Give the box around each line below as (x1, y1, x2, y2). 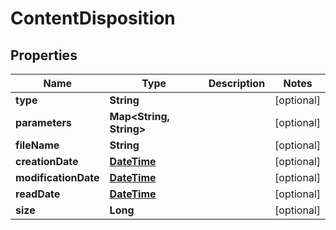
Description (208, 77, 266, 90)
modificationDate (15, 171, 100, 184)
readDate (15, 187, 61, 201)
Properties (10, 47, 78, 64)
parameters (15, 116, 72, 129)
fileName (15, 138, 60, 152)
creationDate (15, 155, 79, 168)
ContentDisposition (10, 7, 176, 30)
